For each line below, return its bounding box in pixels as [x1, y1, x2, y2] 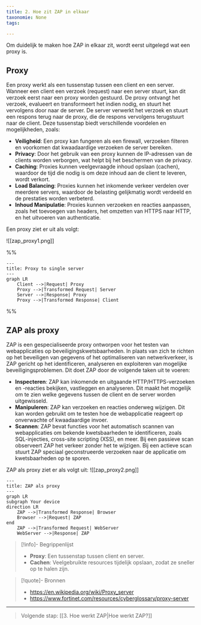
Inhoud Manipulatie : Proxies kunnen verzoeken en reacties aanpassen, [14, 202, 191, 209]
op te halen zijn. [29, 565, 69, 572]
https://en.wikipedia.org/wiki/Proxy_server [29, 588, 135, 596]
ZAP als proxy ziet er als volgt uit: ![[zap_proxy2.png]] [6, 466, 139, 473]
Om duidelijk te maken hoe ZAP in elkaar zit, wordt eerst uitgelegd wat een [6, 41, 190, 49]
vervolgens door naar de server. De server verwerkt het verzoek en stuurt [6, 107, 188, 114]
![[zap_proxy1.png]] [6, 238, 54, 245]
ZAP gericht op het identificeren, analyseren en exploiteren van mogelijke [6, 360, 187, 367]
